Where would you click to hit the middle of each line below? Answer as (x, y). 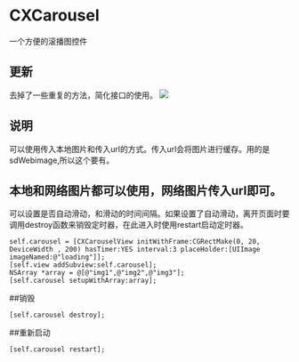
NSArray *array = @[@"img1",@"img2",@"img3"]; (97, 273)
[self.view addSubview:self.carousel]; (83, 265)
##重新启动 (30, 333)
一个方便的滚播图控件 (48, 41)
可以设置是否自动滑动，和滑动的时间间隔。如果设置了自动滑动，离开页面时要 (149, 213)
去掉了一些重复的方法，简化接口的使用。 (83, 95)
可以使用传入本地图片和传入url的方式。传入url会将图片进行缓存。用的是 (140, 149)
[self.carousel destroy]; (57, 315)
